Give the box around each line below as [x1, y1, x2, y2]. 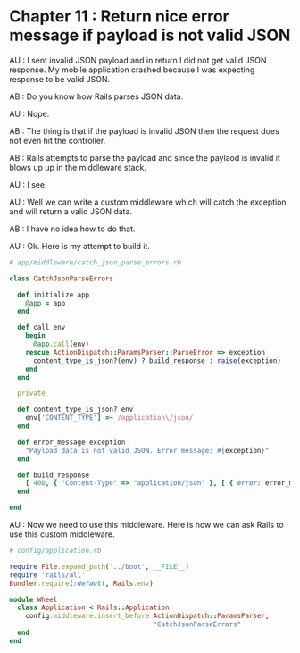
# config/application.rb [9, 547, 102, 556]
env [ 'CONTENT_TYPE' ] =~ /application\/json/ [25, 414, 194, 423]
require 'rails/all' [9, 570, 87, 580]
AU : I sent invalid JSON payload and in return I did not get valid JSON [9, 54, 267, 65]
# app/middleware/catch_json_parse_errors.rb [9, 257, 181, 267]
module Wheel [9, 595, 58, 604]
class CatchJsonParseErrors [9, 274, 114, 283]
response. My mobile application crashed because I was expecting [9, 64, 255, 75]
